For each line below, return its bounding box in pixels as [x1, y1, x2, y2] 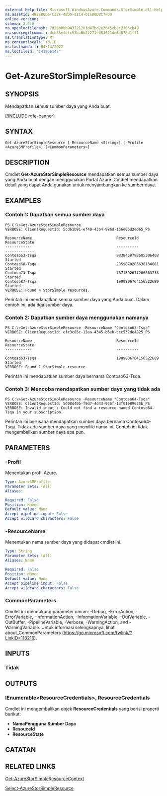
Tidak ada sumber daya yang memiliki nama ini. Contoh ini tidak [17, 424, 148, 430]
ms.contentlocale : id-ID [5, 40, 57, 45]
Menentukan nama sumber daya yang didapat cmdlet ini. [5, 539, 122, 545]
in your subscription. [16, 410, 64, 415]
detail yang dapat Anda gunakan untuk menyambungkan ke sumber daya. [5, 182, 157, 188]
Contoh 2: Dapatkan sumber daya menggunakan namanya [5, 314, 149, 321]
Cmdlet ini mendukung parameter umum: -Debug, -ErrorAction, [5, 608, 135, 614]
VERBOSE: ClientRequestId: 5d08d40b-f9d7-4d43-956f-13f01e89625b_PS [5, 401, 150, 406]
